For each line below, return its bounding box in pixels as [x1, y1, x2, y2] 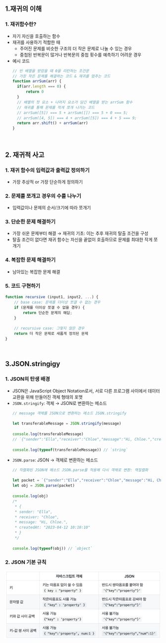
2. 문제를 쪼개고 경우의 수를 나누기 [5, 193, 82, 199]
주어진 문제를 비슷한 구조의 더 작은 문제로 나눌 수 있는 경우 [19, 45, 132, 51]
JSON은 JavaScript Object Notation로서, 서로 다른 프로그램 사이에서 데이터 [12, 387, 160, 393]
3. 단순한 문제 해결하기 [5, 218, 56, 225]
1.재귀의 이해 [5, 4, 42, 13]
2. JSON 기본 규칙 [5, 559, 47, 566]
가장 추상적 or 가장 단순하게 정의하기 [12, 179, 83, 185]
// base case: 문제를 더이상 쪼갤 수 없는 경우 [14, 300, 101, 305]
